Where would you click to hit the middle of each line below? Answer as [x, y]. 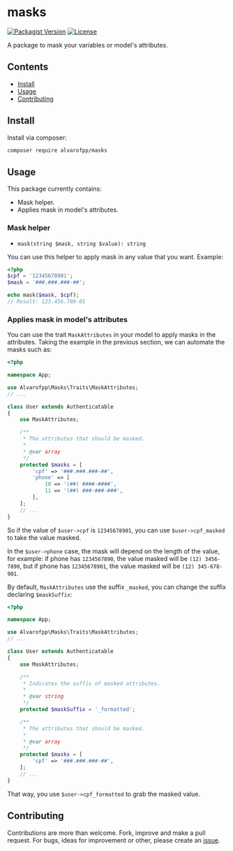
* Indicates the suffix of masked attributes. [91, 683]
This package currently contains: [55, 189]
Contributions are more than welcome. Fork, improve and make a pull [106, 833]
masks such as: [30, 349]
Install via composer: [37, 138]
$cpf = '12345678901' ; [40, 276]
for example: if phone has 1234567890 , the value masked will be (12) [105, 558]
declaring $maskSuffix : [40, 594]
